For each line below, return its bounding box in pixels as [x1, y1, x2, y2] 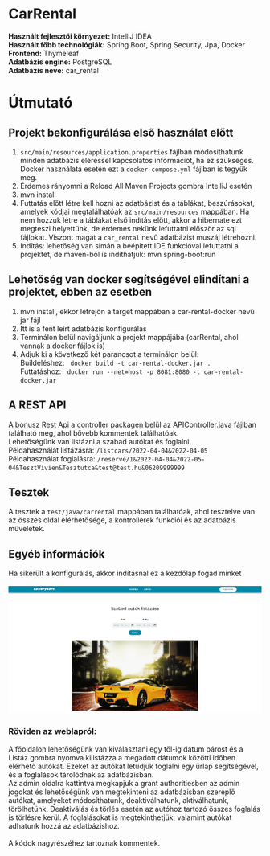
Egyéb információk [8, 547, 105, 561]
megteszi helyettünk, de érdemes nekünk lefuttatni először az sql [19, 223, 237, 233]
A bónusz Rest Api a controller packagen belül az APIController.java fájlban [8, 420, 257, 429]
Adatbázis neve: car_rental [8, 65, 99, 75]
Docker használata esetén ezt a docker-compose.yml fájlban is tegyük [19, 164, 247, 174]
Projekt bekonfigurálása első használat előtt [8, 125, 234, 139]
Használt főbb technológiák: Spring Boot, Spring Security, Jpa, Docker [8, 39, 245, 49]
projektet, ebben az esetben [8, 285, 153, 299]
